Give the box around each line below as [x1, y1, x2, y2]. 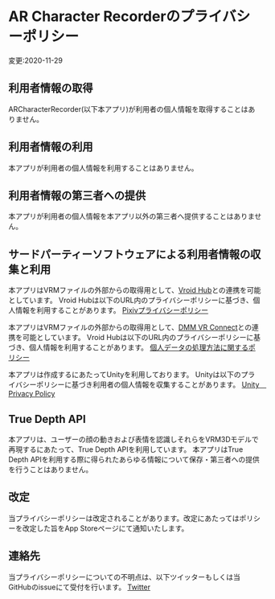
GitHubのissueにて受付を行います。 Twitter [8, 582, 151, 592]
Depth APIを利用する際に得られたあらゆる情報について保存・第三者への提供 [8, 455, 260, 464]
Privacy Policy [8, 389, 55, 399]
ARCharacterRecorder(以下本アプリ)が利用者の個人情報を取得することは [8, 104, 248, 113]
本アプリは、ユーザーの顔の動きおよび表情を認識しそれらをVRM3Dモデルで [8, 435, 259, 444]
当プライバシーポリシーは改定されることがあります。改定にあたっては [8, 513, 240, 523]
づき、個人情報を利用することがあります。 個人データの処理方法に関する [8, 343, 249, 352]
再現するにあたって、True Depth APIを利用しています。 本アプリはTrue [8, 445, 244, 454]
